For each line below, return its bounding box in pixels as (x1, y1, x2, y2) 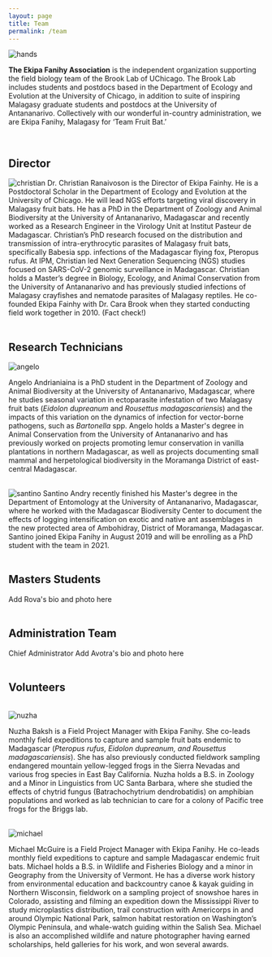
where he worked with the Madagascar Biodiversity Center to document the (8, 506, 262, 516)
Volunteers (8, 681, 66, 695)
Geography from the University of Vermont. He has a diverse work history (8, 871, 256, 880)
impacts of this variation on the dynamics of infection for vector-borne (8, 412, 244, 422)
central (8, 464, 32, 473)
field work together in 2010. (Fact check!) (8, 308, 146, 318)
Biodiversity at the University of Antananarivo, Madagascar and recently (8, 213, 250, 222)
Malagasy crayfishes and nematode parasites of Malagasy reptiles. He (8, 291, 244, 301)
